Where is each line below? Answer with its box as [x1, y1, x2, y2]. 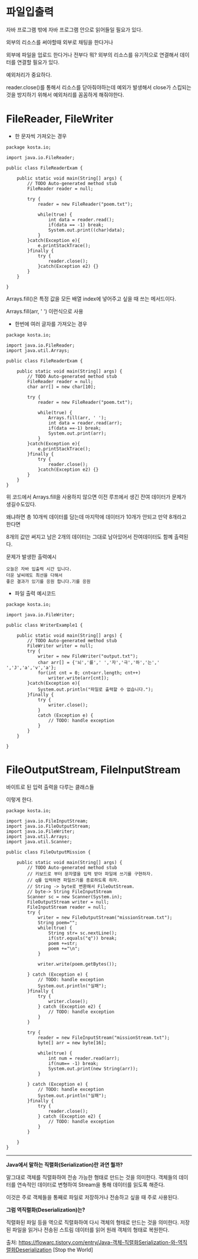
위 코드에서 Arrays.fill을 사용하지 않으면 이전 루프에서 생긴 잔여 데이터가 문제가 [6, 493, 187, 500]
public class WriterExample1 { [6, 622, 83, 628]
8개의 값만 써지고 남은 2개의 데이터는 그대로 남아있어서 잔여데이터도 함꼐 [6, 533, 173, 540]
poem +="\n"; [48, 946, 81, 951]
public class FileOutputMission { [6, 849, 91, 855]
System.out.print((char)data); [48, 227, 126, 233]
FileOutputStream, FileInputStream [6, 763, 181, 776]
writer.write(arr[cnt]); [48, 675, 110, 681]
